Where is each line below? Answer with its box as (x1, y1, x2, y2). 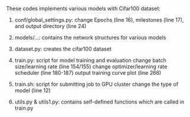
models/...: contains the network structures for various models (14, 34, 166, 41)
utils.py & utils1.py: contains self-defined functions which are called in (14, 98, 185, 105)
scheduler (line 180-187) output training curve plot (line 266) (14, 69, 162, 76)
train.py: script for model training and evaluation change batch (14, 57, 166, 63)
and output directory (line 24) (14, 23, 87, 29)
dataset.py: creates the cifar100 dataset (14, 45, 112, 52)
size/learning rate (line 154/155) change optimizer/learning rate (14, 63, 168, 70)
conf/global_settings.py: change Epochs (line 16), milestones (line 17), (14, 16, 184, 23)
